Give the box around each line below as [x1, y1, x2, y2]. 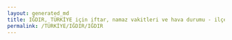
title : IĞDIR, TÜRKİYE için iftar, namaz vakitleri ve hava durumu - [7, 16, 212, 23]
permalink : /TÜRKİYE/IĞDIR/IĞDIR [7, 22, 104, 29]
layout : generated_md [7, 9, 70, 17]
